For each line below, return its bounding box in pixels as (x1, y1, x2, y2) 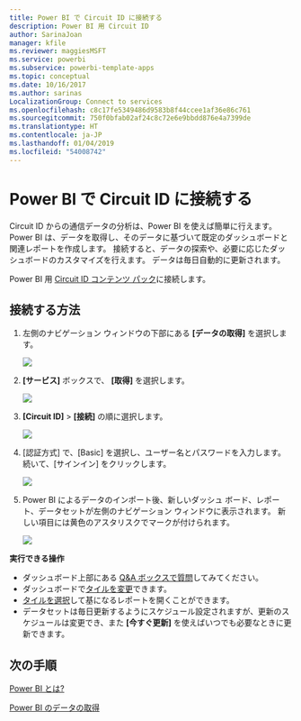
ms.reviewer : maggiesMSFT (9, 47, 106, 56)
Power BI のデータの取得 (9, 702, 101, 713)
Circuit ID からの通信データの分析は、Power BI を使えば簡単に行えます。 (9, 220, 277, 231)
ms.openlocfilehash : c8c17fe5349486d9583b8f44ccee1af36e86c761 (9, 105, 252, 114)
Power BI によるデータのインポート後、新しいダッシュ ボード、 (22, 495, 257, 506)
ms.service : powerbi (9, 55, 87, 64)
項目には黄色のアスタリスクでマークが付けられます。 (38, 517, 235, 528)
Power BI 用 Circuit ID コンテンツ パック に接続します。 (9, 273, 211, 284)
